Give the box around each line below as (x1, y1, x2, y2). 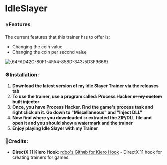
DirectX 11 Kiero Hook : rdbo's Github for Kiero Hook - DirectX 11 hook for (12, 149, 162, 155)
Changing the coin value (12, 44, 63, 50)
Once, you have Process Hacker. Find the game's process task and (12, 104, 153, 110)
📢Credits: (5, 138, 29, 145)
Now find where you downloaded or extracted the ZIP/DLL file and (12, 114, 152, 120)
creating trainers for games (12, 154, 69, 160)
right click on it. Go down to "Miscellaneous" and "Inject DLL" (12, 109, 143, 115)
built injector (12, 98, 40, 105)
